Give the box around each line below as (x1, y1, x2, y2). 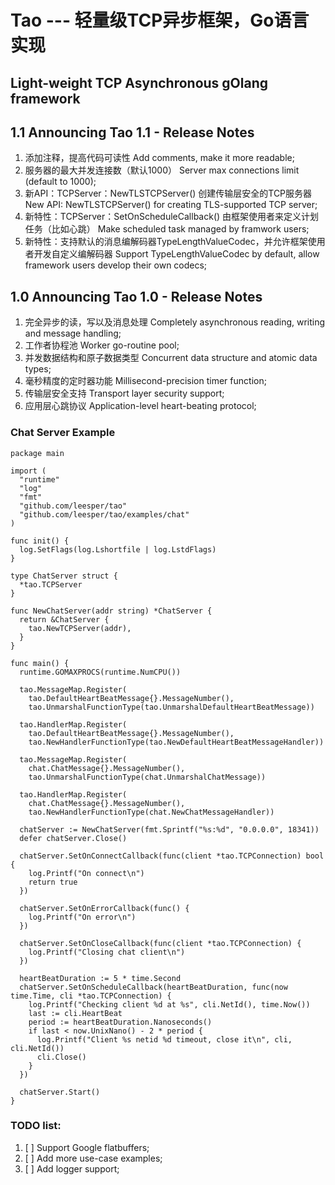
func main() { (10, 658, 70, 668)
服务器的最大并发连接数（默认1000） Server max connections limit (24, 164, 300, 176)
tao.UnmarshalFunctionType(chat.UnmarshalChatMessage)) (28, 772, 267, 782)
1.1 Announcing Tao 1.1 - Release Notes (10, 124, 255, 141)
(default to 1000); (24, 176, 97, 188)
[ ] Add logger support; (24, 1162, 120, 1175)
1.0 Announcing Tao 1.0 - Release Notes (10, 288, 263, 305)
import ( (10, 466, 47, 476)
